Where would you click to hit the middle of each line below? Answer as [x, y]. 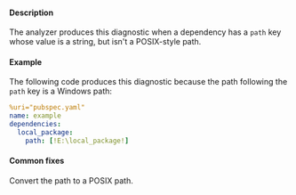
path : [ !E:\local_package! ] [77, 141]
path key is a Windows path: [61, 91]
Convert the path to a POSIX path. [71, 180]
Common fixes [37, 161]
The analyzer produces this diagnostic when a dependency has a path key [145, 32]
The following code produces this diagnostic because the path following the [148, 82]
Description [32, 12]
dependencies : [36, 125]
